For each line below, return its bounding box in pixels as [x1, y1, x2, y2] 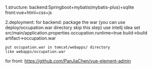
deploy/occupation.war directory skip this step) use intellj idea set [5, 24, 141, 30]
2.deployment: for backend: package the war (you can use [5, 19, 126, 25]
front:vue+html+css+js [5, 9, 52, 15]
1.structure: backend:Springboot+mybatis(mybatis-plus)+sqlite [5, 4, 135, 10]
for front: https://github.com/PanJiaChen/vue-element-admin [5, 58, 131, 64]
